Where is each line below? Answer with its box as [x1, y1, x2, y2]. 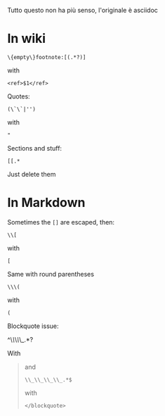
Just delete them [7, 170, 56, 178]
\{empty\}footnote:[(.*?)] [7, 53, 86, 61]
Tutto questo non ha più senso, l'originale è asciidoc [7, 6, 158, 14]
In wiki [7, 31, 46, 46]
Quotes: [7, 92, 30, 101]
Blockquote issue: [7, 322, 59, 330]
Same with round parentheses [7, 270, 95, 278]
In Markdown [7, 195, 86, 210]
